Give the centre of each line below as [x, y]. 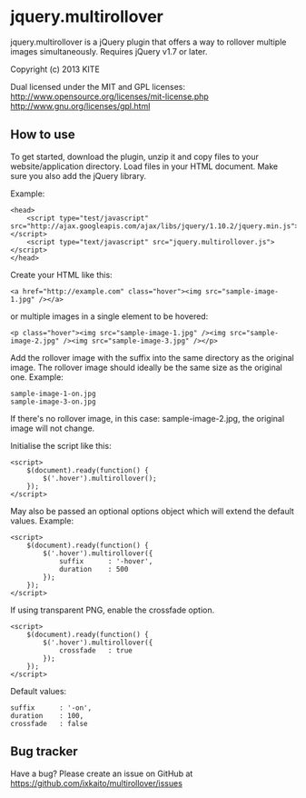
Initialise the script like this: [61, 445]
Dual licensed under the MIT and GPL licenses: [98, 86]
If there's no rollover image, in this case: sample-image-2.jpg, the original [148, 418]
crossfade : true [95, 650]
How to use [43, 135]
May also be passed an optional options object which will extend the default [152, 511]
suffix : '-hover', [106, 561]
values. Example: [42, 521]
